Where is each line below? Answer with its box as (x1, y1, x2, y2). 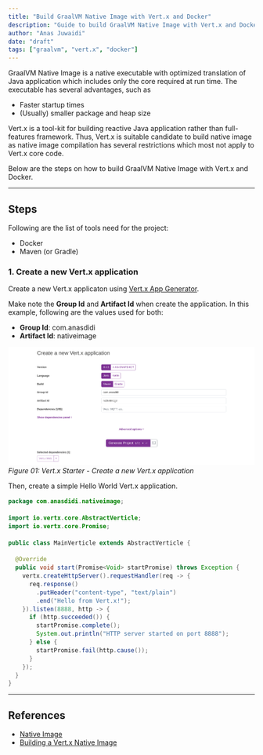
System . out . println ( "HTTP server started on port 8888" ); (36, 630, 229, 638)
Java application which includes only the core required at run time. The (8, 77, 237, 86)
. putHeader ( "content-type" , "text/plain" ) (36, 589, 177, 596)
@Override (15, 556, 47, 564)
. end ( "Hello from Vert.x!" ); (36, 596, 131, 604)
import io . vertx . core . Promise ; (8, 522, 110, 530)
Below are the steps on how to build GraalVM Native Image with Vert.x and (8, 164, 249, 173)
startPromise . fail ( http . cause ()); (36, 646, 149, 655)
